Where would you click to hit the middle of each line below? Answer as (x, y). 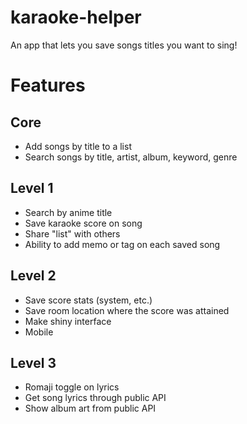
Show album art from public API (90, 408)
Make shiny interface (68, 321)
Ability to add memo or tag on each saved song (122, 244)
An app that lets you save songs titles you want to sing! (124, 45)
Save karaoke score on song (83, 223)
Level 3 (33, 362)
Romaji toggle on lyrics (72, 387)
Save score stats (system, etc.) (88, 300)
